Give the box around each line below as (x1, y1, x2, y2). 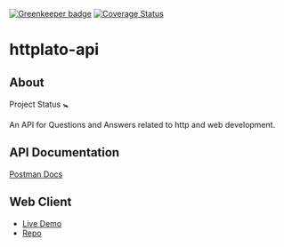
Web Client (9, 195, 72, 210)
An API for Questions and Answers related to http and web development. (9, 120, 276, 130)
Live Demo (21, 218, 62, 228)
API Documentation (9, 145, 120, 160)
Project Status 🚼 (9, 99, 69, 109)
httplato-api (9, 40, 100, 60)
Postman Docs (9, 169, 63, 179)
